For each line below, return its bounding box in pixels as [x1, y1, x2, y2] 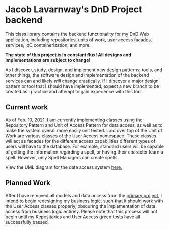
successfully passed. [5, 219, 49, 225]
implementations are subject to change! [5, 57, 91, 63]
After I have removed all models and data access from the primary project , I [5, 192, 162, 198]
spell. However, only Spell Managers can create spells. [5, 154, 119, 160]
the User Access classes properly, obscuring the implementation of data [5, 203, 156, 209]
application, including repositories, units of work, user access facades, [5, 36, 152, 43]
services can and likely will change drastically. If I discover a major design [5, 78, 159, 84]
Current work [5, 103, 48, 112]
